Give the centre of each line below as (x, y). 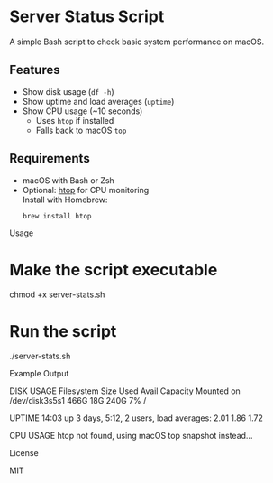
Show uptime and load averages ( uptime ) (98, 101)
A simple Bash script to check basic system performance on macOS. (136, 42)
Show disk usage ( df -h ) (68, 91)
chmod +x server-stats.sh (57, 294)
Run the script (63, 331)
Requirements (50, 158)
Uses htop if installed (75, 120)
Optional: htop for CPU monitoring (86, 190)
